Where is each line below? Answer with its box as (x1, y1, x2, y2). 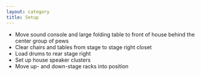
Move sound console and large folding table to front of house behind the (14, 31, 195, 38)
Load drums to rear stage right (14, 50, 91, 57)
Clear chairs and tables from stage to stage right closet (14, 43, 152, 51)
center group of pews (14, 37, 69, 44)
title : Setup (6, 14, 39, 20)
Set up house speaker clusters (14, 56, 91, 63)
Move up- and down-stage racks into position (14, 62, 129, 69)
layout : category (6, 8, 50, 15)
